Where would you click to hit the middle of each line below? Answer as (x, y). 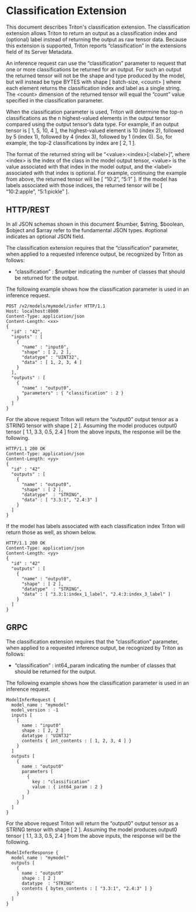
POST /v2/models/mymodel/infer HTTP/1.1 (56, 306)
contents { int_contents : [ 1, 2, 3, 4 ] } (76, 741)
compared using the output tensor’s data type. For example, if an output (92, 124)
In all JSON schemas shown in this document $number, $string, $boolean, (95, 224)
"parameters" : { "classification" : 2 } (73, 393)
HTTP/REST (28, 210)
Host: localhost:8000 (32, 311)
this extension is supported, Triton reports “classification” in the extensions (96, 46)
